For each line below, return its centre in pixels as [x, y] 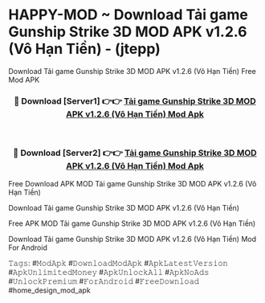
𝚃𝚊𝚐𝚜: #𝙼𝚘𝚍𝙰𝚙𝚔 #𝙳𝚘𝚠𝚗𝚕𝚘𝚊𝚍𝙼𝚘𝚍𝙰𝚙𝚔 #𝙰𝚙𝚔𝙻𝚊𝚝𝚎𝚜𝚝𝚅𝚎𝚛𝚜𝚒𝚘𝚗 [118, 263]
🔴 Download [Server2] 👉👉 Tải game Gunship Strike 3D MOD [135, 153]
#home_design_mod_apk [49, 290]
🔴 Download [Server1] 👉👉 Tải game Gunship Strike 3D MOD [135, 100]
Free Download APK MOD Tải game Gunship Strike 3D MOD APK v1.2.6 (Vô [132, 183]
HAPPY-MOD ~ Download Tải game [128, 15]
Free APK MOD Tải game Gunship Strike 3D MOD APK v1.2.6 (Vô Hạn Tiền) [132, 223]
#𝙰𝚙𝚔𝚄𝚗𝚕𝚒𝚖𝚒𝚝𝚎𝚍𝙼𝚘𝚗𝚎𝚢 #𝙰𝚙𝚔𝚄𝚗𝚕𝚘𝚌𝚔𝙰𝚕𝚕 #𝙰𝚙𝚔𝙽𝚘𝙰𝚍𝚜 [109, 272]
